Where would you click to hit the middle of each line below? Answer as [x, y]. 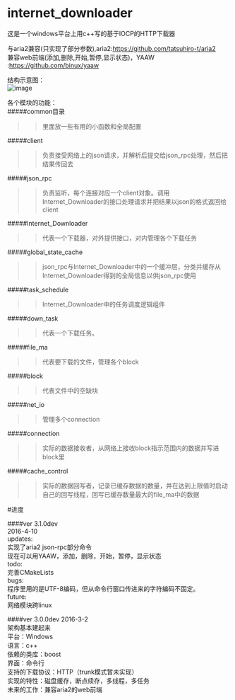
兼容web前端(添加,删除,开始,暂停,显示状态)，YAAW [81, 57]
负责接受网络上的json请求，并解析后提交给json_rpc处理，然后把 [135, 155]
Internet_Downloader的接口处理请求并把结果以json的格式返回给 [134, 201]
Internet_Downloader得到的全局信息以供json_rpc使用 [119, 275]
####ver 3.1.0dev [33, 523]
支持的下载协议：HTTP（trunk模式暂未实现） [73, 672]
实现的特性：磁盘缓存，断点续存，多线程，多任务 [78, 680]
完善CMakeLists [31, 572]
